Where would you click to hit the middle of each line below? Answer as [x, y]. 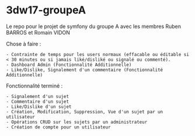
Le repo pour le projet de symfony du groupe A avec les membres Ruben [94, 26]
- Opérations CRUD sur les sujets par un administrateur [77, 122]
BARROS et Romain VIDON [38, 32]
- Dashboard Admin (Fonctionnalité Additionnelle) [69, 65]
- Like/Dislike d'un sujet [39, 107]
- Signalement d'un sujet [37, 96]
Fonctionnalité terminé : [34, 86]
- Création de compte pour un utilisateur [58, 127]
